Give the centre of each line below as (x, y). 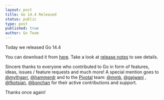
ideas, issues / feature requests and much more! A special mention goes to (82, 72)
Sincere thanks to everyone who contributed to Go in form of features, (77, 66)
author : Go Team (22, 33)
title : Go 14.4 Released (31, 14)
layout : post (19, 10)
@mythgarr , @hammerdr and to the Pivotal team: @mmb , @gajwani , (76, 77)
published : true (22, 28)
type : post (16, 24)
